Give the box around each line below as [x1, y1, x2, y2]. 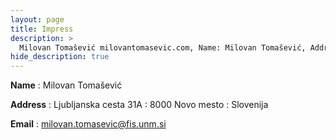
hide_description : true [10, 52, 110, 62]
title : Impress [10, 24, 74, 34]
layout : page [10, 14, 65, 25]
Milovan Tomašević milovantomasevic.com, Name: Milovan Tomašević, [19, 42, 307, 53]
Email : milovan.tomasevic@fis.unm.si [10, 118, 167, 130]
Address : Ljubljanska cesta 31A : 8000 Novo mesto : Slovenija [10, 99, 269, 111]
